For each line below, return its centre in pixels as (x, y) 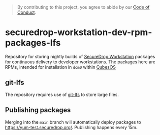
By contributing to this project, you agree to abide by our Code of (83, 7)
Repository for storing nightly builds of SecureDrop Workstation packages (80, 56)
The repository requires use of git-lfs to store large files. (62, 94)
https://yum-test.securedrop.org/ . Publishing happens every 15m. (71, 127)
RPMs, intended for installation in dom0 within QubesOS (61, 67)
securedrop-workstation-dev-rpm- (79, 32)
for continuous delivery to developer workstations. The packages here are (80, 62)
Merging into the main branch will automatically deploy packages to (73, 122)
